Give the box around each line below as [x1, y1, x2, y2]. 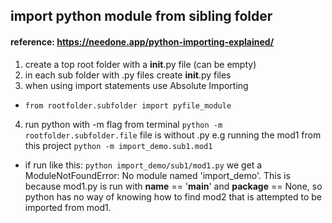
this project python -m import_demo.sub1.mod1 [24, 139, 213, 151]
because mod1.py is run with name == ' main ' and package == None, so [24, 180, 323, 192]
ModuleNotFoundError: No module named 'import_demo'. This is [24, 169, 291, 181]
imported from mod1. [24, 201, 112, 213]
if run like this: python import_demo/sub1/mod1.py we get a [24, 159, 263, 171]
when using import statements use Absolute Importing [24, 79, 249, 91]
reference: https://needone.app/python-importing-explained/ [10, 35, 275, 48]
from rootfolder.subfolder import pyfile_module [24, 100, 232, 111]
